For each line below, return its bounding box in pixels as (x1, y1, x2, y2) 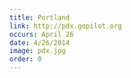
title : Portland (9, 13, 70, 22)
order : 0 (9, 55, 42, 64)
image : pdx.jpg (9, 47, 66, 56)
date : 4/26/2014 (9, 38, 70, 48)
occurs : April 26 (9, 30, 74, 39)
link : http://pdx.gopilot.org (9, 22, 123, 30)
